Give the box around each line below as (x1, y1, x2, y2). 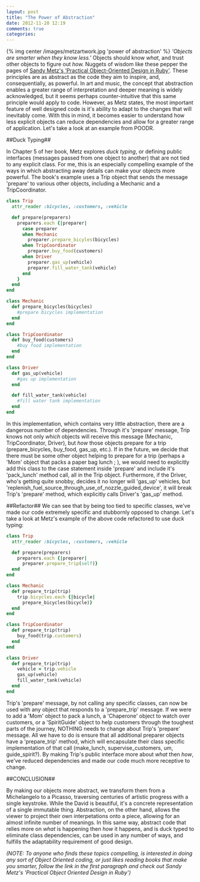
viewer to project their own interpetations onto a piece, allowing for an (6, 812, 180, 819)
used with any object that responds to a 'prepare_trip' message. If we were (6, 705, 192, 713)
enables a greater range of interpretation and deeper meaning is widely (6, 86, 183, 93)
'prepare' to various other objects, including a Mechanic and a (6, 180, 160, 187)
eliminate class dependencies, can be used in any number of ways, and (6, 831, 183, 839)
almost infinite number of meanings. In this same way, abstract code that (6, 819, 186, 826)
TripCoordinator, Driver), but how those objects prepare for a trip (6, 439, 166, 446)
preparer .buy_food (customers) (28, 248, 103, 254)
